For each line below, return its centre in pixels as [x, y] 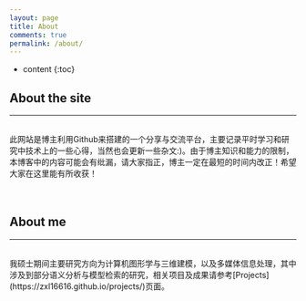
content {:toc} [49, 69]
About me [38, 222]
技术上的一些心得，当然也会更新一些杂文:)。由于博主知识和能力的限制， [159, 150]
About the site [51, 98]
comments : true [38, 35]
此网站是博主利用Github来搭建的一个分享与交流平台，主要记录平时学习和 [146, 140]
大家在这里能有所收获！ [53, 173]
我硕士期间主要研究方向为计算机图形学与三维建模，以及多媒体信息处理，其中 [153, 263]
